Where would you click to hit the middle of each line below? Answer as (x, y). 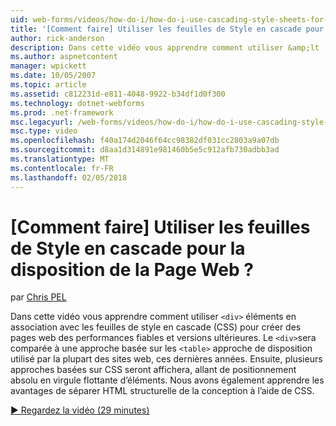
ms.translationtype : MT (60, 159)
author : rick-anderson (57, 38)
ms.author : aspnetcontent (64, 57)
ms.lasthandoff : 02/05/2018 (69, 177)
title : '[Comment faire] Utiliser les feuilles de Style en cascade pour (167, 29)
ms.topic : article (48, 85)
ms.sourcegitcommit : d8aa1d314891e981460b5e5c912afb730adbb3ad (145, 150)
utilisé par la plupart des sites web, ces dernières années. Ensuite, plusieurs (166, 359)
